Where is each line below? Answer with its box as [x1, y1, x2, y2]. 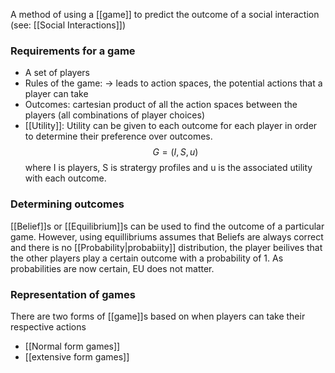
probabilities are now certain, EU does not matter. [10, 262, 215, 274]
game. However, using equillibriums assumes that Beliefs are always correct [10, 230, 324, 243]
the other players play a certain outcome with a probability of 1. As [10, 252, 284, 264]
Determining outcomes [10, 197, 125, 211]
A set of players [24, 67, 91, 79]
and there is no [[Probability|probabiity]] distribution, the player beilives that [10, 241, 323, 253]
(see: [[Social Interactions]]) [10, 19, 127, 31]
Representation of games [10, 287, 136, 301]
